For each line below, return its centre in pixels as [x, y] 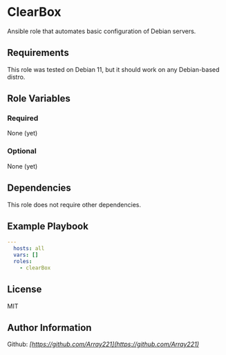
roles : [23, 261]
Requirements [38, 53]
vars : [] [26, 255]
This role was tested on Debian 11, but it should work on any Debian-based [113, 69]
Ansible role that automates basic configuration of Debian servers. [102, 31]
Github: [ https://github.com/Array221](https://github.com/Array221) [103, 344]
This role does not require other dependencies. [74, 204]
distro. [16, 77]
